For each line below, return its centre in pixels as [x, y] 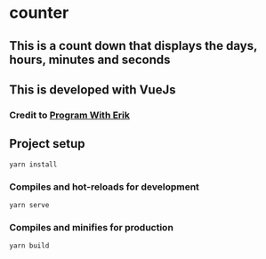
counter [39, 13]
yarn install [33, 164]
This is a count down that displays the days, [133, 46]
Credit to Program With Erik [70, 115]
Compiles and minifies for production [91, 227]
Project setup [48, 144]
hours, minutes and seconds [90, 59]
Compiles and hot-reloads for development [105, 187]
